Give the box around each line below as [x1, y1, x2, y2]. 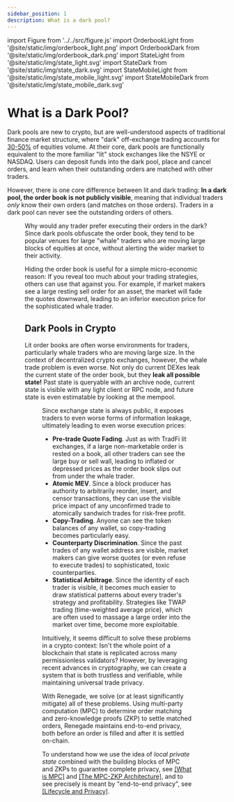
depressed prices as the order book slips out [52, 465, 181, 473]
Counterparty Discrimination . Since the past [52, 539, 182, 547]
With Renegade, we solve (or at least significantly [42, 692, 184, 701]
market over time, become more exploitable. [52, 620, 180, 629]
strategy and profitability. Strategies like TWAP [52, 598, 187, 606]
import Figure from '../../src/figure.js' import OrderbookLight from [7, 36, 194, 44]
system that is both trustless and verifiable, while [42, 671, 182, 680]
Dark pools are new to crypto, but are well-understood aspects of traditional [7, 128, 226, 136]
